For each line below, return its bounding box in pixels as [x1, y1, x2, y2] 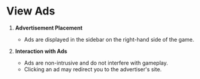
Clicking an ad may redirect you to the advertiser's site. [24, 65, 162, 73]
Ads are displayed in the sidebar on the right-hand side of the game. [24, 36, 195, 43]
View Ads [6, 4, 56, 18]
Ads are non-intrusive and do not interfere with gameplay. [24, 59, 168, 66]
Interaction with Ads [15, 47, 68, 55]
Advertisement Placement [15, 24, 83, 31]
